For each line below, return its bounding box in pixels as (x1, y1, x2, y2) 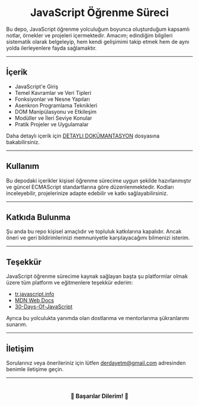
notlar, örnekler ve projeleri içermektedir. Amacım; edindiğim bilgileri (6, 31, 173, 39)
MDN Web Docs (14, 297, 54, 304)
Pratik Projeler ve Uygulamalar (14, 120, 89, 127)
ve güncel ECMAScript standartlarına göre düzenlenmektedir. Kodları (6, 183, 174, 190)
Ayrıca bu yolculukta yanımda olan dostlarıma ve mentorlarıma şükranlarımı (6, 315, 190, 322)
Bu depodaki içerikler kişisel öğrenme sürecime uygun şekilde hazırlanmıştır (6, 177, 191, 184)
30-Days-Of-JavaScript (14, 303, 73, 311)
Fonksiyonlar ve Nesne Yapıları (14, 95, 90, 103)
